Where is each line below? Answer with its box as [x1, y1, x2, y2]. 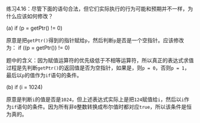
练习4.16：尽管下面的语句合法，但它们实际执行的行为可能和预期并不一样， [6, 5, 188, 12]
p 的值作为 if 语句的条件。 [21, 72, 82, 78]
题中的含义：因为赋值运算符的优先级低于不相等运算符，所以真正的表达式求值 [6, 57, 194, 64]
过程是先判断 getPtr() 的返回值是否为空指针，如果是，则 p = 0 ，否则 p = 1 [6, 64, 185, 71]
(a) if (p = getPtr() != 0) [6, 24, 62, 31]
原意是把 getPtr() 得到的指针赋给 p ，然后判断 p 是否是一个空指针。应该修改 [6, 37, 185, 43]
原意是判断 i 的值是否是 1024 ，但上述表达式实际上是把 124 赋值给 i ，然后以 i [6, 96, 185, 103]
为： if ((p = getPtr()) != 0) [6, 44, 70, 51]
